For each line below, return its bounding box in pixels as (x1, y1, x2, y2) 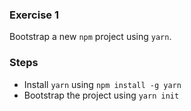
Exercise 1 (9, 8, 60, 22)
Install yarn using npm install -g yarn (23, 78, 182, 90)
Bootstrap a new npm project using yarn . (9, 31, 172, 43)
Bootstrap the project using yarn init (23, 89, 180, 101)
